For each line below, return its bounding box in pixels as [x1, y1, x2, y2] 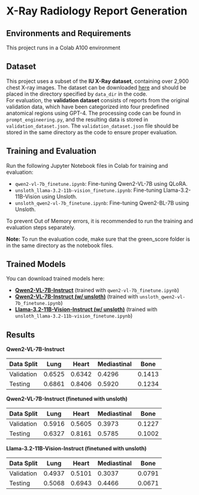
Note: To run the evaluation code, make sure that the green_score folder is [6, 235, 191, 242]
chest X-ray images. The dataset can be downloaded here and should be [6, 84, 187, 91]
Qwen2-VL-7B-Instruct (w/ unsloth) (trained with [14, 293, 138, 300]
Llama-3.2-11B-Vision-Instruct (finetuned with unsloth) [6, 445, 147, 452]
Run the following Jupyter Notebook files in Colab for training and [6, 162, 168, 169]
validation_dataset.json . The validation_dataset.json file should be [6, 122, 179, 129]
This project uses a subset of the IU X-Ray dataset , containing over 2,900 [6, 77, 189, 85]
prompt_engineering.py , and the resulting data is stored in [6, 115, 149, 123]
